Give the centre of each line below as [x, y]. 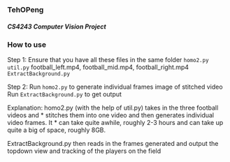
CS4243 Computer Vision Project [57, 27]
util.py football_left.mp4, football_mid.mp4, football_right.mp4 [98, 67]
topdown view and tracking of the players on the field [84, 151]
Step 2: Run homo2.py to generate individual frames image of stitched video [115, 87]
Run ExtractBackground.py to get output [65, 94]
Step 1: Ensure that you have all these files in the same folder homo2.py [108, 60]
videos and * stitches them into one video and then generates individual [111, 115]
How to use [27, 45]
